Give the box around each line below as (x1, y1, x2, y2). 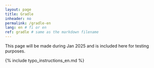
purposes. (5, 48, 26, 54)
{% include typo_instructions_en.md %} (5, 58, 85, 63)
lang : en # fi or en (5, 25, 47, 30)
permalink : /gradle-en (5, 20, 51, 26)
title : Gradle (5, 12, 34, 17)
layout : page (5, 7, 32, 12)
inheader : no (5, 16, 32, 21)
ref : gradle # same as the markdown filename (5, 30, 99, 34)
